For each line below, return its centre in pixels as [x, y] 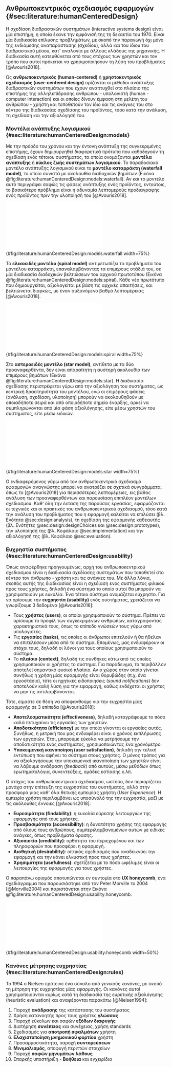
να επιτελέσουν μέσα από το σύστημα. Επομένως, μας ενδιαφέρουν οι [89, 642]
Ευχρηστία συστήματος [36, 549]
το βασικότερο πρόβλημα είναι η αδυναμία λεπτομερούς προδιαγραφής [83, 190]
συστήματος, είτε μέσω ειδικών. [40, 414]
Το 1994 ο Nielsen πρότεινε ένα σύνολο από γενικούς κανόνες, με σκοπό [84, 983]
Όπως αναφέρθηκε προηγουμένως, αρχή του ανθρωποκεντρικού [76, 567]
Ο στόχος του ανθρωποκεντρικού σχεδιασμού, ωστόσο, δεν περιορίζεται [83, 782]
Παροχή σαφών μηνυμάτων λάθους [53, 1054]
